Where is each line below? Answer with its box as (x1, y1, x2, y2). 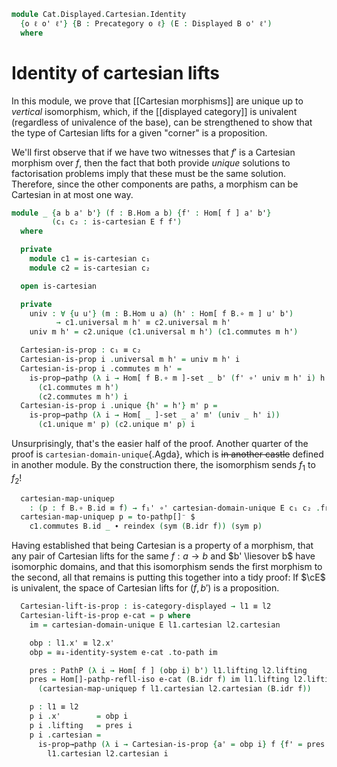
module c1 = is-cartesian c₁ (29, 254, 151, 264)
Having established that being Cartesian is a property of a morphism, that (11, 540, 314, 552)
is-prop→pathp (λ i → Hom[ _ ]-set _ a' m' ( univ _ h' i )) (29, 410, 281, 420)
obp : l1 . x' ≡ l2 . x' (29, 638, 115, 648)
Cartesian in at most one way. (11, 188, 134, 200)
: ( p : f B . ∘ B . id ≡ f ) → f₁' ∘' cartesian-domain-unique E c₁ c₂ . (29, 503, 321, 513)
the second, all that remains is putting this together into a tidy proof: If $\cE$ (11, 571, 326, 584)
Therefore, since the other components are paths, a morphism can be (11, 178, 299, 190)
